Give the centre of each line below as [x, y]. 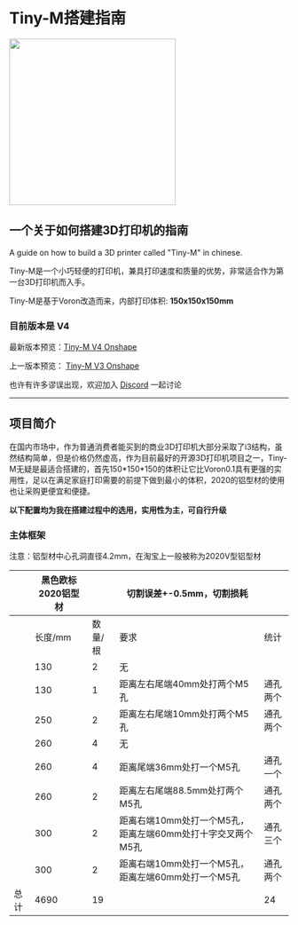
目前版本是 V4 [39, 326]
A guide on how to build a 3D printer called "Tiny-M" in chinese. [126, 252]
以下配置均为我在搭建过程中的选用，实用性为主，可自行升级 [118, 510]
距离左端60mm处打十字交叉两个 [186, 834]
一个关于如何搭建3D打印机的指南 [99, 230]
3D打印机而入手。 [57, 281]
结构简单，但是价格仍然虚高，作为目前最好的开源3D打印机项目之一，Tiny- [152, 457]
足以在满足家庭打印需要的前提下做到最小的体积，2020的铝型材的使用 [159, 479]
